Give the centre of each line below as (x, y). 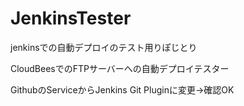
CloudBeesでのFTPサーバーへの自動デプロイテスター (120, 68)
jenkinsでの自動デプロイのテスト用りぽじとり (104, 47)
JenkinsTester (71, 18)
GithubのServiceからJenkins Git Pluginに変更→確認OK (122, 89)
